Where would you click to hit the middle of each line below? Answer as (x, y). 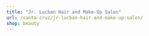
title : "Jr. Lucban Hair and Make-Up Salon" (64, 12)
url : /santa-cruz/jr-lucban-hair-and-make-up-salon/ (75, 18)
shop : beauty (23, 23)
